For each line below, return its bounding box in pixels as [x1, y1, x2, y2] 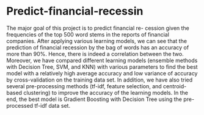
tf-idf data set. [34, 102, 71, 109]
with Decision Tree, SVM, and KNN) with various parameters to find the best [6, 63, 198, 71]
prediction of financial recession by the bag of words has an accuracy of [6, 44, 189, 51]
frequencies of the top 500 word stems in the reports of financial [6, 30, 170, 38]
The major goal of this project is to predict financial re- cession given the [6, 24, 189, 32]
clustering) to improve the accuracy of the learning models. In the [23, 89, 188, 96]
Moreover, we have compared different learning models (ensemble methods [6, 57, 198, 64]
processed [6, 102, 34, 109]
